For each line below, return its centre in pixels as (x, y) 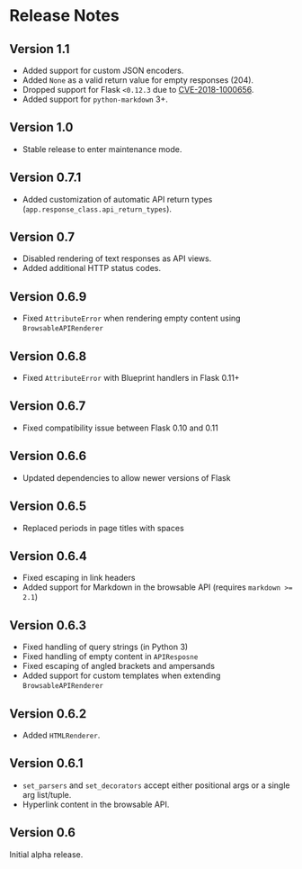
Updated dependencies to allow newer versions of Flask (126, 477)
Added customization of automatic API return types (117, 199)
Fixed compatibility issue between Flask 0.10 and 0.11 (120, 428)
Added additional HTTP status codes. (92, 268)
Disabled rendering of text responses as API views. (117, 258)
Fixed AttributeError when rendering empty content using (131, 318)
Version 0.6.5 (48, 507)
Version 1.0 (41, 127)
